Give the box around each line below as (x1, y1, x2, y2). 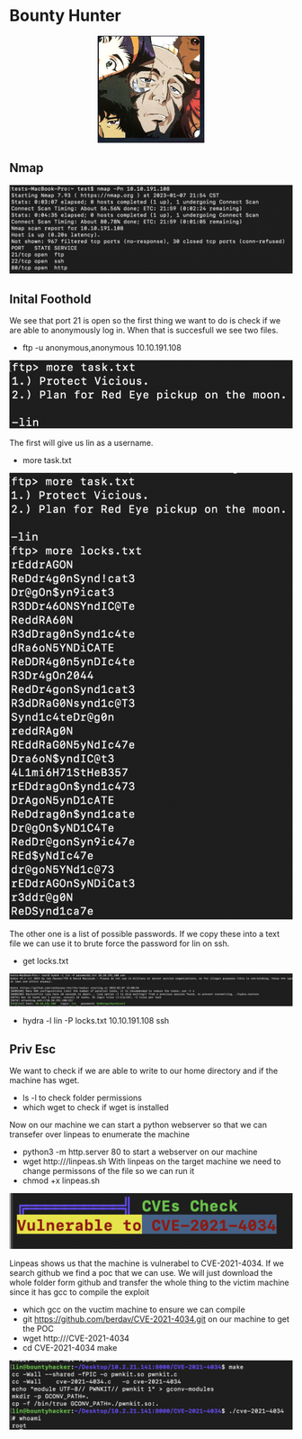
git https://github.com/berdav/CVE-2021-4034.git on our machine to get (22, 1313, 290, 1325)
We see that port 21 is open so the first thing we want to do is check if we (9, 315, 281, 326)
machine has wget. (9, 1074, 80, 1086)
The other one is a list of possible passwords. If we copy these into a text (9, 929, 280, 940)
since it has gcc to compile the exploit (9, 1286, 150, 1298)
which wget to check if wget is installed (22, 1101, 169, 1113)
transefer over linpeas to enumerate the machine (9, 1128, 191, 1140)
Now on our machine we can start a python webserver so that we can (9, 1119, 268, 1130)
